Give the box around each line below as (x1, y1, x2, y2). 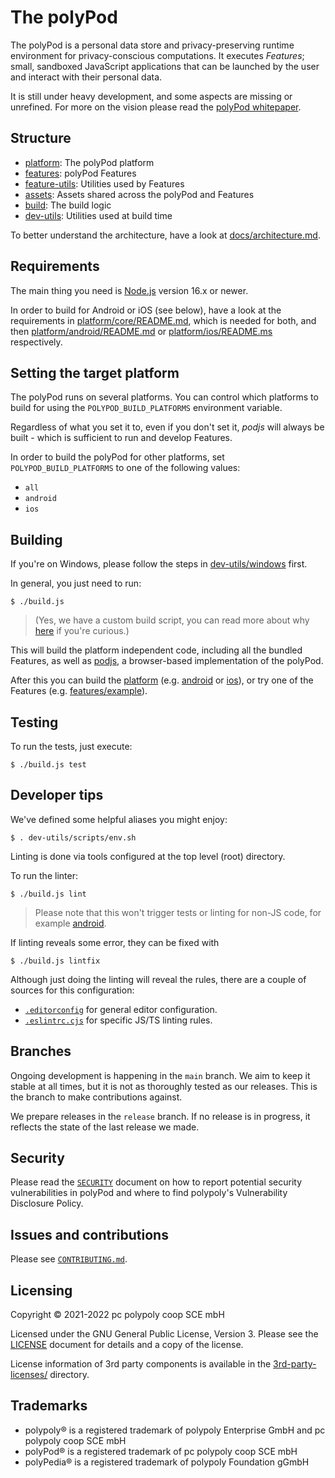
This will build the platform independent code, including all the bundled (10, 644, 303, 656)
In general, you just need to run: (10, 577, 142, 590)
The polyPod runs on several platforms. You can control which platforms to (10, 391, 319, 403)
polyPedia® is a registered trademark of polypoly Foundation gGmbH (24, 1456, 310, 1468)
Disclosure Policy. (10, 1197, 84, 1210)
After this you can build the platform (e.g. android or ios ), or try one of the (10, 674, 314, 686)
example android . (34, 917, 107, 929)
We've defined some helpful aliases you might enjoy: (10, 813, 228, 825)
